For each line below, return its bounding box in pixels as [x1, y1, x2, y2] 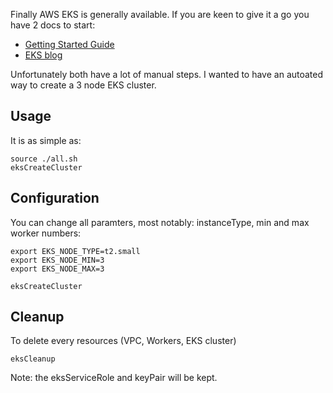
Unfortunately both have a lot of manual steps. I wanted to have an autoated [10, 69, 324, 80]
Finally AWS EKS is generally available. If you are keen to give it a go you [10, 9, 310, 20]
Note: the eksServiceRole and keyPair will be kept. [10, 372, 218, 384]
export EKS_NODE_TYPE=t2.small [10, 246, 141, 256]
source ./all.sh [10, 154, 78, 164]
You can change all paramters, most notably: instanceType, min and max [10, 216, 310, 228]
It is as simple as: [10, 134, 82, 146]
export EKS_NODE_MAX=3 [10, 264, 105, 274]
